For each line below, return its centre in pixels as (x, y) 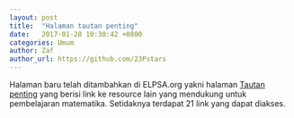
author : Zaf (31, 51)
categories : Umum (42, 42)
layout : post (34, 17)
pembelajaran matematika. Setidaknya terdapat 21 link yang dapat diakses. (147, 103)
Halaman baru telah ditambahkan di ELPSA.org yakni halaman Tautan (137, 84)
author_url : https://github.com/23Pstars (88, 59)
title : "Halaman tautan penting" (74, 26)
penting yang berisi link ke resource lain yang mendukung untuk (128, 94)
